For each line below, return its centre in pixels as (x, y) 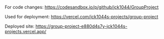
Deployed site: (20, 26)
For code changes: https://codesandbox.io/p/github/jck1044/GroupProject (82, 7)
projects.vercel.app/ (25, 31)
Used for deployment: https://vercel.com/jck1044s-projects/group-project (81, 17)
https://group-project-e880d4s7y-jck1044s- (81, 26)
